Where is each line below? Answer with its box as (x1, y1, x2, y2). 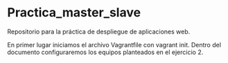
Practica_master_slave (7, 5, 141, 21)
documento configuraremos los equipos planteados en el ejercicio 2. (7, 48, 204, 56)
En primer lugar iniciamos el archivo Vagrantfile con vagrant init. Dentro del (7, 40, 222, 49)
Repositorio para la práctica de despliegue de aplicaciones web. (7, 27, 191, 36)
